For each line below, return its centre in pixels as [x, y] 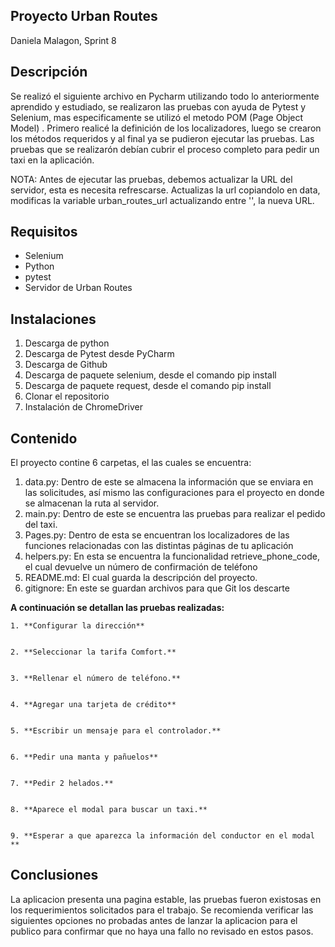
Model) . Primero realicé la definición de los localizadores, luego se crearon [166, 128]
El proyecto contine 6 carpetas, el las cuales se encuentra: [131, 463]
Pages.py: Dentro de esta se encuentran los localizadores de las [157, 535]
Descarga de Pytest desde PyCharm [99, 354]
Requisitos [44, 232]
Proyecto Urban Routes [84, 16]
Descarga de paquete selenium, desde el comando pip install [150, 375]
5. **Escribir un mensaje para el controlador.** [116, 731]
